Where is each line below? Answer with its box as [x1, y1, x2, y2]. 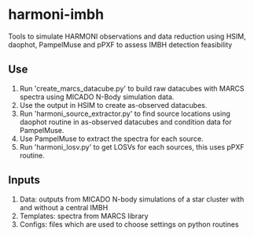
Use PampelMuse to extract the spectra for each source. [19, 134, 204, 143]
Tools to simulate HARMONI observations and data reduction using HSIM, [8, 31, 246, 41]
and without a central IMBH [19, 202, 109, 212]
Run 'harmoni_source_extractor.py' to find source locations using [19, 109, 230, 118]
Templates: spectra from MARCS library [19, 211, 149, 220]
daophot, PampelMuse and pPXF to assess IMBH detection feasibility [8, 39, 233, 49]
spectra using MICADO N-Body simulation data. [19, 92, 175, 102]
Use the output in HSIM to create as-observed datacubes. [19, 100, 208, 109]
